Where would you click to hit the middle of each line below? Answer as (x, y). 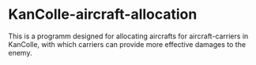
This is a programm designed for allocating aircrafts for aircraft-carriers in (128, 36)
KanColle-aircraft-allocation (103, 14)
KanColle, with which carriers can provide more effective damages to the (127, 44)
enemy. (20, 52)
